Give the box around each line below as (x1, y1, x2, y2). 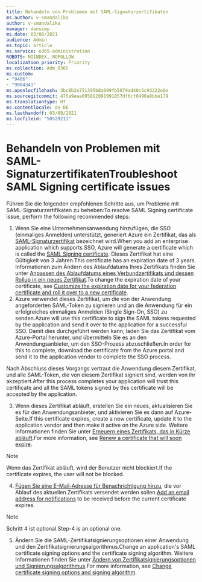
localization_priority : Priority (6, 59, 90, 65)
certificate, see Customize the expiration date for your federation (14, 282, 177, 290)
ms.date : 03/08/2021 (6, 31, 58, 37)
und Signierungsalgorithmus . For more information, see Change (14, 563, 172, 570)
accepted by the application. (6, 390, 77, 398)
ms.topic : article (6, 43, 52, 49)
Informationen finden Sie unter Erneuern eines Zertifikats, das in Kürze (14, 428, 191, 435)
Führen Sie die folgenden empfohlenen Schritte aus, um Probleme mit (6, 200, 179, 207)
